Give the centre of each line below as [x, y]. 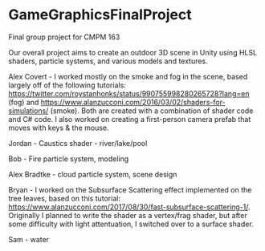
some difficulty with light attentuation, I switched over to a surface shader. [131, 224]
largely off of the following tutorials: [67, 85]
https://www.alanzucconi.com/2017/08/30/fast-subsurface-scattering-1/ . [129, 207]
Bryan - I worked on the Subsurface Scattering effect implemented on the [130, 189]
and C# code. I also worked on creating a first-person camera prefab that [130, 119]
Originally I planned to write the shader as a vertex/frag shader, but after [128, 215]
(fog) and [24, 102]
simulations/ [29, 111]
